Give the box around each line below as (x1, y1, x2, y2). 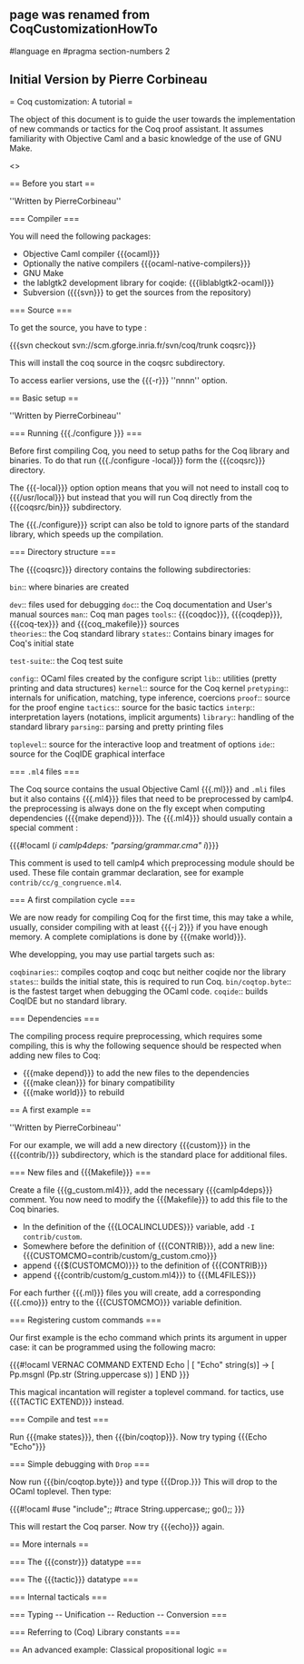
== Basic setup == (9, 392, 79, 403)
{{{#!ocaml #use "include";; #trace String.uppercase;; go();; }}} (9, 1503, 245, 1514)
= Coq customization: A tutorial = (9, 95, 133, 107)
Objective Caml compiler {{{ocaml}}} (22, 248, 161, 259)
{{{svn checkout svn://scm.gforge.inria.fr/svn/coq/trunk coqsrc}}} (9, 340, 257, 351)
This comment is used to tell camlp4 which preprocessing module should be (9, 857, 295, 868)
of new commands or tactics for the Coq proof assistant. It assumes (9, 123, 264, 134)
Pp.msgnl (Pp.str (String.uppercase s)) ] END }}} (9, 1369, 191, 1380)
